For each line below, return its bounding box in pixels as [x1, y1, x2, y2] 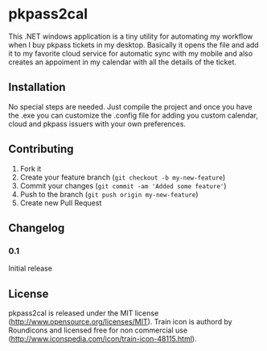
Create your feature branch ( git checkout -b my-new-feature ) [19, 172, 226, 182]
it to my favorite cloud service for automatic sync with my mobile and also [8, 48, 253, 58]
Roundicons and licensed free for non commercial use [8, 325, 187, 335]
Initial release [8, 263, 52, 274]
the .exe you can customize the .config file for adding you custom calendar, [8, 110, 259, 120]
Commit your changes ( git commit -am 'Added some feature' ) [19, 180, 227, 190]
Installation [8, 81, 66, 94]
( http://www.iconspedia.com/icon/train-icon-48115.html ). [8, 334, 197, 344]
